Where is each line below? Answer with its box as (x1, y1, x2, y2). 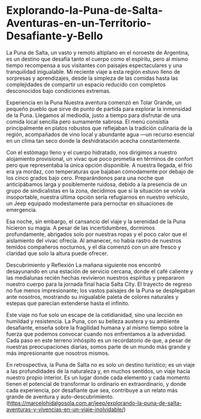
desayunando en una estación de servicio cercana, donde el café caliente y (6, 268, 193, 275)
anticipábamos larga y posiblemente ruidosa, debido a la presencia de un (6, 181, 187, 188)
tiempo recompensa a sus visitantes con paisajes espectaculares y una (6, 61, 182, 69)
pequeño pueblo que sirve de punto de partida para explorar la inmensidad (6, 105, 192, 112)
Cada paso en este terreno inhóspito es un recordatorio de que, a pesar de (6, 337, 191, 344)
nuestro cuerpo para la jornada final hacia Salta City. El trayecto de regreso (6, 280, 192, 288)
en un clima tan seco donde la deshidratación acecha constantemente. (6, 137, 182, 144)
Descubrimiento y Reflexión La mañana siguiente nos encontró (6, 261, 161, 268)
